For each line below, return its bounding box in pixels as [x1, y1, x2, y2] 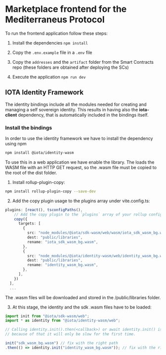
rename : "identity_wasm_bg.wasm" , [27, 263, 98, 267]
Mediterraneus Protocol [5, 14, 105, 25]
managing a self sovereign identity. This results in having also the [5, 106, 138, 112]
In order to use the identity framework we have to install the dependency [5, 135, 153, 141]
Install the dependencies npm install [12, 40, 88, 45]
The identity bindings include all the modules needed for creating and [5, 101, 147, 107]
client [5, 112, 17, 118]
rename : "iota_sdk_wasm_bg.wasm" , [27, 239, 98, 244]
